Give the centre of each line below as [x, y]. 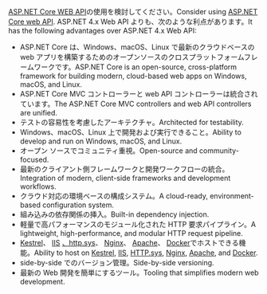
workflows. [38, 186]
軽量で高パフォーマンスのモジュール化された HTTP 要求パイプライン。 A [138, 224]
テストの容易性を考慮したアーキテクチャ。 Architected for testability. [132, 122]
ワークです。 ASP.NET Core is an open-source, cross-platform [135, 67]
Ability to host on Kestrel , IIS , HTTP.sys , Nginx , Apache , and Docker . [146, 253]
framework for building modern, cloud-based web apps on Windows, [133, 76]
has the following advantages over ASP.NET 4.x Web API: [102, 31]
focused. [34, 159]
